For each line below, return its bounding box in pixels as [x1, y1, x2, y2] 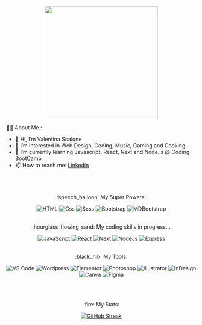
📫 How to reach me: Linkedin [14, 162, 89, 169]
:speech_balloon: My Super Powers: [56, 194, 147, 200]
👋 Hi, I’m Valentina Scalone [14, 135, 82, 143]
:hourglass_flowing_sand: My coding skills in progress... [32, 223, 171, 231]
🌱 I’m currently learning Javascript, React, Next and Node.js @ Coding [14, 149, 190, 155]
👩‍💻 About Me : [6, 124, 42, 131]
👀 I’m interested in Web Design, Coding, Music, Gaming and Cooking [14, 142, 186, 149]
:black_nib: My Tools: [75, 253, 128, 260]
